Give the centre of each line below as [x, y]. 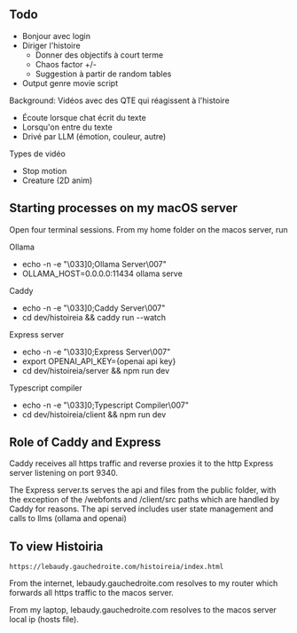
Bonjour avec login [56, 36]
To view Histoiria [56, 546]
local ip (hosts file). [44, 620]
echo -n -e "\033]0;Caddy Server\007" [94, 308]
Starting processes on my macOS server [123, 208]
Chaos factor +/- [66, 64]
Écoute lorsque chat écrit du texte [84, 117]
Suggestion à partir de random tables [103, 74]
